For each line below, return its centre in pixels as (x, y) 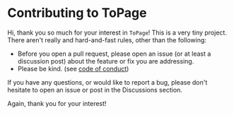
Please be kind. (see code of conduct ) (73, 68)
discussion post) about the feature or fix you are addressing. (106, 61)
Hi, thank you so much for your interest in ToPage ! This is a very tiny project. (117, 32)
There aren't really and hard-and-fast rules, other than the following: (107, 40)
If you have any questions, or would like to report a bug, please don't (107, 82)
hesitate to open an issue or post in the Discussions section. (95, 90)
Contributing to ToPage (77, 13)
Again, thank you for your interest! (57, 103)
